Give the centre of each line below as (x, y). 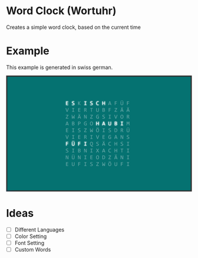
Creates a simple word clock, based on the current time (74, 27)
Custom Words (33, 249)
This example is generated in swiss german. (60, 67)
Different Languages (39, 229)
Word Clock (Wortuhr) (61, 11)
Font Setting (29, 243)
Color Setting (31, 236)
